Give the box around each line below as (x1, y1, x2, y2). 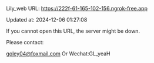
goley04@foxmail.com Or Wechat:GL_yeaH (6, 50, 111, 57)
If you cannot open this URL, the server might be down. (6, 27, 140, 34)
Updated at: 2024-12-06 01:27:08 (6, 16, 88, 23)
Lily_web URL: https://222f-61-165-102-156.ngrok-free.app (6, 5, 148, 12)
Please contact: (6, 39, 44, 45)
